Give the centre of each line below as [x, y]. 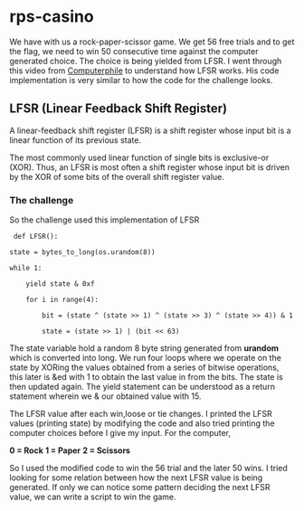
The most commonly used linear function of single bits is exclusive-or [139, 157]
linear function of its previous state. [76, 140]
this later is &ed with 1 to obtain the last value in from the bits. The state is [146, 377]
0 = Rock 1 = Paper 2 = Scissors [70, 450]
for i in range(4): [62, 300]
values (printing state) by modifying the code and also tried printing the [142, 423]
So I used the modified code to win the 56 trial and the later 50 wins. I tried [148, 468]
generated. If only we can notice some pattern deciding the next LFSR [140, 487]
